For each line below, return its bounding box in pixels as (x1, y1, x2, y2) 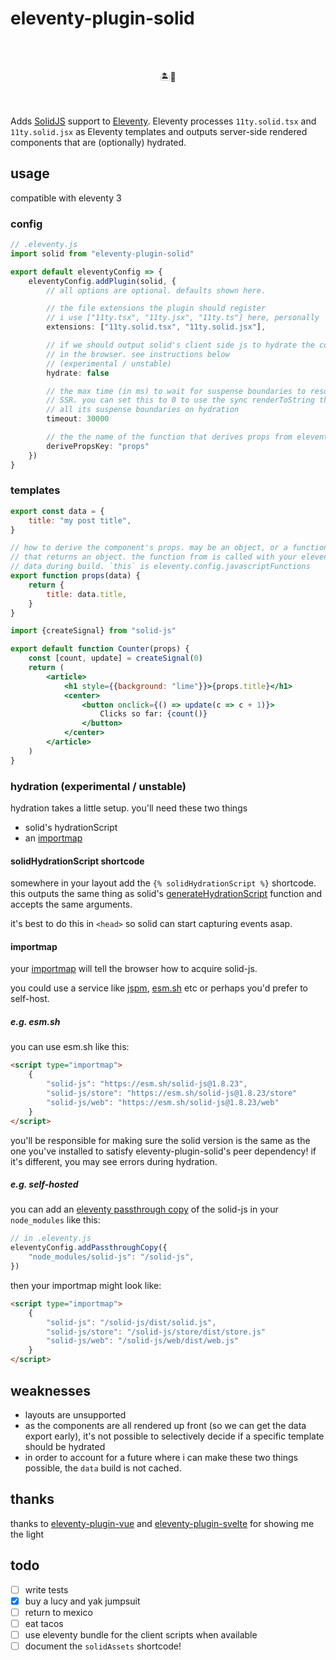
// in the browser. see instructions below (46, 349, 230, 359)
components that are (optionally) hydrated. (10, 136, 187, 148)
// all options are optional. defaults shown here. (46, 285, 267, 296)
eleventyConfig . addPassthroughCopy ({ (10, 1243, 168, 1253)
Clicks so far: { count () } (99, 709, 208, 719)
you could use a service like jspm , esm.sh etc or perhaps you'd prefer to (10, 982, 309, 994)
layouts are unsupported (24, 1408, 127, 1421)
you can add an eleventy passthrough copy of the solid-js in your (10, 1203, 279, 1216)
